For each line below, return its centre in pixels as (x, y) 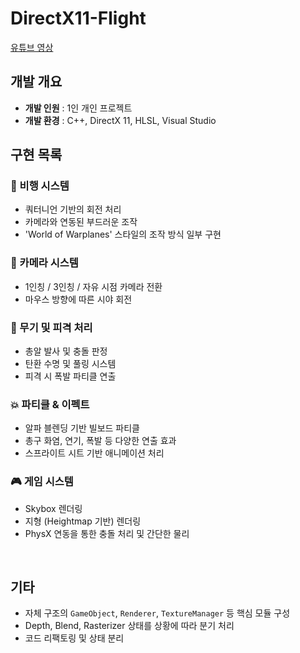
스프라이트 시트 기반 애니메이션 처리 (94, 453)
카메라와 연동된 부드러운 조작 (81, 222)
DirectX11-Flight (78, 18)
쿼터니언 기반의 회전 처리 (73, 209)
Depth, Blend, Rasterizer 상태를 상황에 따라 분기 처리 (129, 626)
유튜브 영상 (32, 47)
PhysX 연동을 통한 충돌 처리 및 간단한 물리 (107, 533)
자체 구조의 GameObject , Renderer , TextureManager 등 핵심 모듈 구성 (157, 613)
